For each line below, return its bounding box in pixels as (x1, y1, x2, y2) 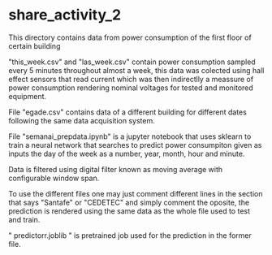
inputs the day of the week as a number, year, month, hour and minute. (8, 149, 245, 158)
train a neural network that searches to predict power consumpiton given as (8, 140, 262, 149)
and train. (8, 214, 41, 224)
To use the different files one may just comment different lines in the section (8, 188, 263, 198)
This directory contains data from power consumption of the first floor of (8, 32, 252, 42)
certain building (8, 41, 61, 50)
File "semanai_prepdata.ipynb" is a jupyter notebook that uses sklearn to (8, 132, 252, 141)
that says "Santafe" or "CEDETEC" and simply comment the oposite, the (8, 197, 250, 207)
